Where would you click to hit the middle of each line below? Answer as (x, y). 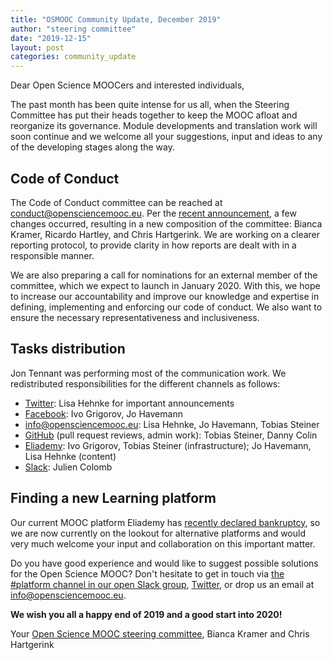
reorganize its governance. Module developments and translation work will (164, 126)
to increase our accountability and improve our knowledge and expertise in (165, 296)
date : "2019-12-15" (51, 38)
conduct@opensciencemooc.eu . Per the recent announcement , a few (153, 213)
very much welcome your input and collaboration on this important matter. (163, 543)
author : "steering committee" (73, 29)
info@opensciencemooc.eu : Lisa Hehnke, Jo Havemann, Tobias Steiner (172, 424)
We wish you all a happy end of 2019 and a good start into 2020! (146, 614)
